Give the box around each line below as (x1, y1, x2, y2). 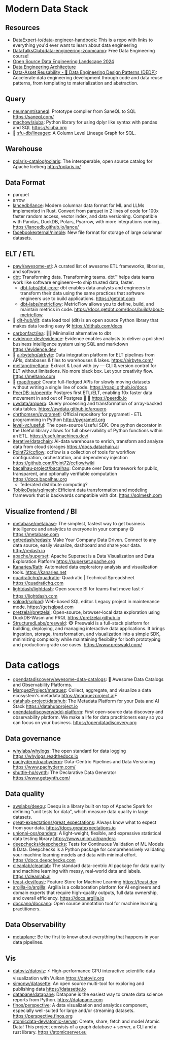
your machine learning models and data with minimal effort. (12, 851, 138, 857)
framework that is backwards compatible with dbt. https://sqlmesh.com (12, 492, 162, 498)
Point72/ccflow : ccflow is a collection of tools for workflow (12, 449, 136, 455)
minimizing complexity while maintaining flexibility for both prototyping (12, 636, 161, 642)
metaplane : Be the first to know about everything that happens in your (12, 934, 159, 940)
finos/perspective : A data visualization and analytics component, (12, 1002, 148, 1008)
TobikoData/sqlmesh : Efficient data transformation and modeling (12, 487, 148, 493)
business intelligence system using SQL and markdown (12, 341, 128, 347)
